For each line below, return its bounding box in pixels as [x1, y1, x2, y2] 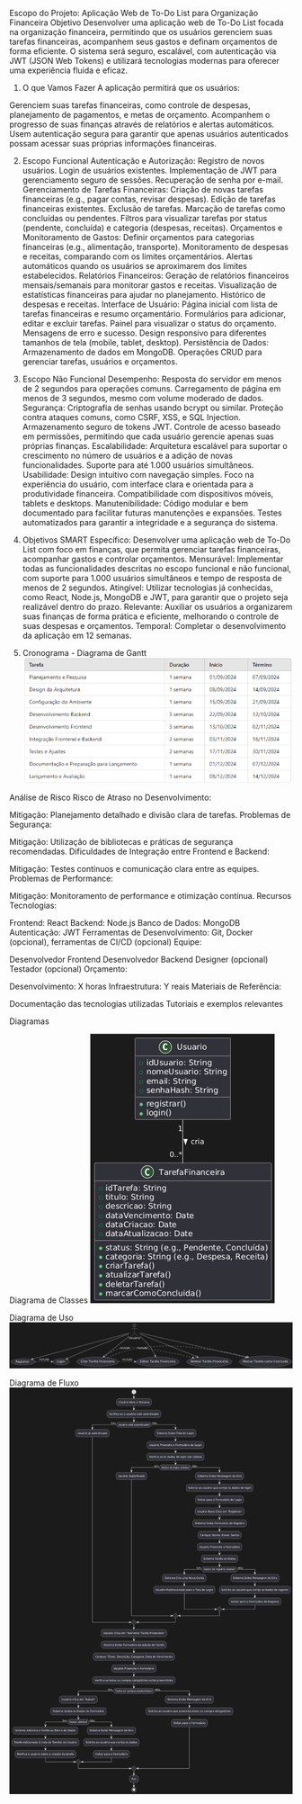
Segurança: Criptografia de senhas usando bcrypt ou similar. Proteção [22, 402, 284, 413]
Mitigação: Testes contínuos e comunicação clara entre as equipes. [9, 864, 260, 875]
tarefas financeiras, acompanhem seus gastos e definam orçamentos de [9, 36, 278, 47]
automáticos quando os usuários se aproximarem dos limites [22, 261, 247, 271]
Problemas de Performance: [9, 873, 114, 884]
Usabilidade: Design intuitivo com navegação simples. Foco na [22, 470, 254, 480]
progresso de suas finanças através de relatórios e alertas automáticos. [9, 119, 275, 130]
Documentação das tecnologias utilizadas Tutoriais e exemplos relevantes [9, 999, 283, 1010]
